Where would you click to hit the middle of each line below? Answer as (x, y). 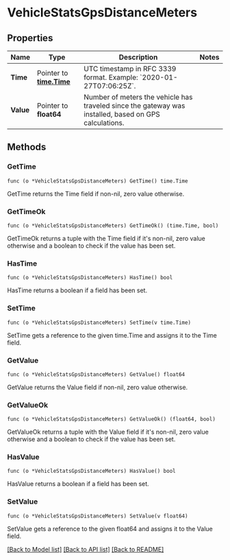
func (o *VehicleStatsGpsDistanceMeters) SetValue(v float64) (98, 516)
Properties (30, 38)
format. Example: (111, 77)
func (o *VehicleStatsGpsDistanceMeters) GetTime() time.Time (98, 181)
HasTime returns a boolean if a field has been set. (77, 290)
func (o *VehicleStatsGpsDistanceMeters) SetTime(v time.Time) (99, 323)
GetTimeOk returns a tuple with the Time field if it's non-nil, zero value (106, 238)
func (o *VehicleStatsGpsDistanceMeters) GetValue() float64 (96, 374)
